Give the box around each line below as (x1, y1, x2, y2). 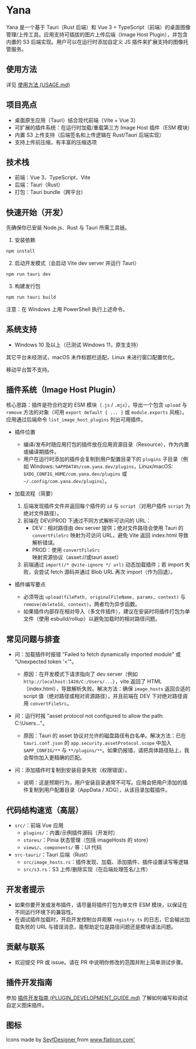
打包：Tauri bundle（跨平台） (14, 189, 86, 196)
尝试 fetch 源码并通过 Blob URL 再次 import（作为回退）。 (39, 568, 176, 575)
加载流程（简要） (14, 490, 56, 497)
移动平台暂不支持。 (6, 366, 53, 373)
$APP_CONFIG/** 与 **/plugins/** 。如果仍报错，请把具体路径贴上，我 (23, 747, 190, 754)
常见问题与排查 (6, 634, 60, 644)
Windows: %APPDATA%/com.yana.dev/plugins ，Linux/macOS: (30, 463, 173, 470)
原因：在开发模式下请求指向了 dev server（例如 (23, 670, 138, 677)
